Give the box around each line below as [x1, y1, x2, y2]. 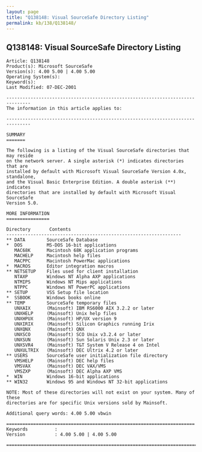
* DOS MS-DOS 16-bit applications [6, 242, 117, 248]
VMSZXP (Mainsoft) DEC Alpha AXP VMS [14, 368, 122, 374]
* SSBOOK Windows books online [6, 295, 101, 301]
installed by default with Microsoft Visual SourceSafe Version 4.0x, [6, 169, 187, 175]
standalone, [6, 174, 36, 180]
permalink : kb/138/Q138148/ [6, 20, 77, 26]
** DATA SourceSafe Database [6, 237, 98, 243]
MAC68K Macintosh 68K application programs [14, 248, 138, 254]
